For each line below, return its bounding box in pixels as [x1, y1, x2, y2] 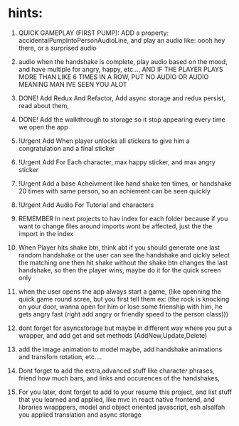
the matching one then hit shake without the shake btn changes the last [18, 258, 228, 267]
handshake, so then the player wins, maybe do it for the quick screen [18, 265, 221, 275]
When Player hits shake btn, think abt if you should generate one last [18, 243, 220, 252]
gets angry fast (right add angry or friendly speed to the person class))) [18, 309, 229, 318]
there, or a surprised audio [18, 43, 97, 52]
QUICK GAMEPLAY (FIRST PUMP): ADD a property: [18, 28, 169, 37]
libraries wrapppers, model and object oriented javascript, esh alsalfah [18, 403, 225, 411]
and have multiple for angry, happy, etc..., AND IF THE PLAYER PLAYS [18, 65, 223, 73]
